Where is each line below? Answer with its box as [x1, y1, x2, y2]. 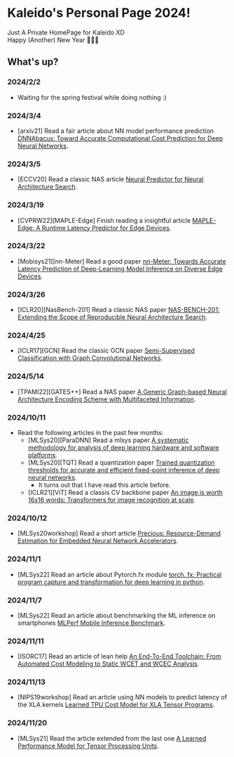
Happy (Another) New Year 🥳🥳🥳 [7, 35, 99, 44]
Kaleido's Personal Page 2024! [7, 5, 191, 21]
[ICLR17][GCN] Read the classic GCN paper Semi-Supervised [17, 347, 195, 355]
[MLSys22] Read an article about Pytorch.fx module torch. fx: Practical [17, 570, 222, 578]
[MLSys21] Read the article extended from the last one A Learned [17, 734, 207, 742]
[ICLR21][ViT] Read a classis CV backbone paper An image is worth [27, 489, 223, 496]
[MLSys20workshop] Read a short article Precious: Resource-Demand [17, 529, 221, 538]
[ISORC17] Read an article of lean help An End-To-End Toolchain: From [17, 652, 222, 661]
